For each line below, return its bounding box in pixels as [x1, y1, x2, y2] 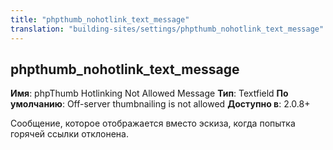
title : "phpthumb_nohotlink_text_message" [10, 14, 190, 25]
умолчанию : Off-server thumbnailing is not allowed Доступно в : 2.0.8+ [10, 98, 311, 110]
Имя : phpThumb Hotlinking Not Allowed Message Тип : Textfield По [10, 87, 289, 100]
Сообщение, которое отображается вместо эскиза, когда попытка [10, 117, 296, 130]
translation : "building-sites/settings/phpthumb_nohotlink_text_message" [10, 24, 325, 34]
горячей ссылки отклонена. [10, 128, 129, 140]
